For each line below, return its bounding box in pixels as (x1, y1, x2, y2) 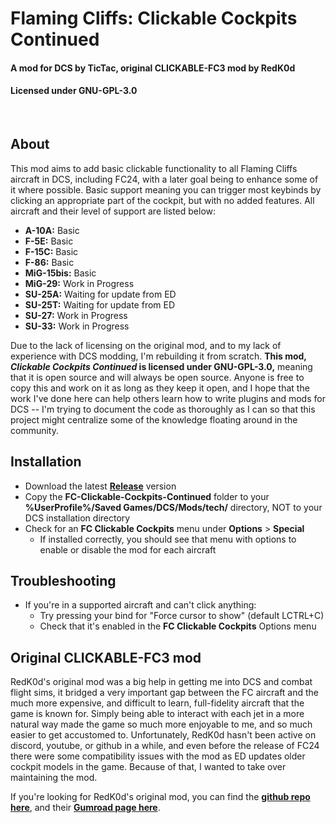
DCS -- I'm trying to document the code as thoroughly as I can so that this (10, 403, 316, 415)
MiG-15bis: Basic (24, 267, 97, 279)
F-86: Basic (24, 256, 75, 268)
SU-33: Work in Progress (24, 320, 130, 332)
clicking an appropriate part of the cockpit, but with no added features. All (10, 194, 315, 206)
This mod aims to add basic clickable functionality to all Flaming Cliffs (10, 162, 298, 174)
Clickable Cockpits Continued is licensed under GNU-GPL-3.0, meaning (10, 360, 313, 372)
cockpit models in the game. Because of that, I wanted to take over (10, 761, 287, 773)
